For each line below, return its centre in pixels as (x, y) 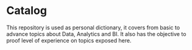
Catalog (27, 11)
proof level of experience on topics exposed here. (69, 40)
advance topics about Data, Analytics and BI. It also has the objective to (96, 34)
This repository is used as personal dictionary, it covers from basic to (93, 27)
